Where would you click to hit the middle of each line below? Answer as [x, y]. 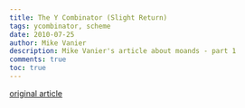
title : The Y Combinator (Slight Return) [89, 18]
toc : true [28, 68]
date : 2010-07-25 [42, 34]
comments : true [38, 59]
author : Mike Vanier [48, 43]
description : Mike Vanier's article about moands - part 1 [123, 51]
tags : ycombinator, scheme [60, 26]
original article [36, 93]
